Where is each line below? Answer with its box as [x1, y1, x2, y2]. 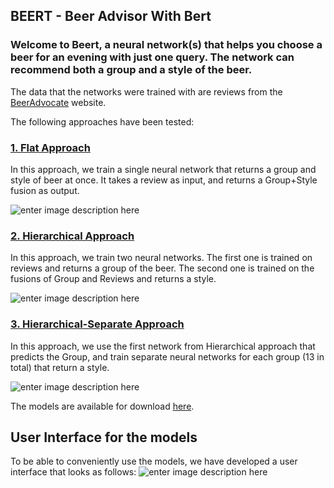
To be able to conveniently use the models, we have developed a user [10, 455, 298, 468]
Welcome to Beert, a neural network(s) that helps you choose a [10, 38, 323, 52]
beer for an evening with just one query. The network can [10, 50, 295, 64]
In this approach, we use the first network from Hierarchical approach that [10, 340, 316, 352]
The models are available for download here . [10, 400, 195, 412]
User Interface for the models [10, 429, 198, 446]
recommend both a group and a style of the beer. [10, 63, 253, 77]
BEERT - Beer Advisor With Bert [10, 8, 212, 25]
